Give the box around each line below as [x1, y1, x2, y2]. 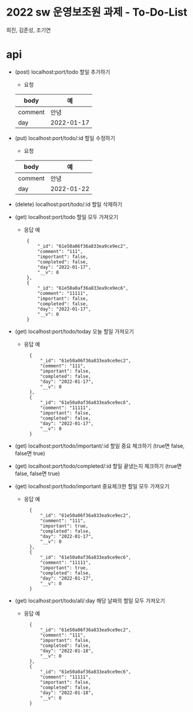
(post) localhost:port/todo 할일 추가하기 [14, 68, 111, 75]
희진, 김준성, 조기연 [6, 26, 51, 34]
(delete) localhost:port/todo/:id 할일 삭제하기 [14, 200, 122, 208]
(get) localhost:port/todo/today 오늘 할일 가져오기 [14, 327, 134, 335]
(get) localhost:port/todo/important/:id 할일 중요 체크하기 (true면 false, [14, 442, 185, 449]
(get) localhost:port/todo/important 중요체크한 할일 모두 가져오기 [14, 482, 170, 489]
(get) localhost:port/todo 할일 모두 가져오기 [14, 213, 118, 220]
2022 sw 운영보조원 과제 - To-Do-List [6, 5, 188, 19]
